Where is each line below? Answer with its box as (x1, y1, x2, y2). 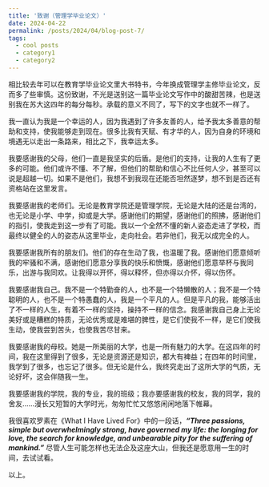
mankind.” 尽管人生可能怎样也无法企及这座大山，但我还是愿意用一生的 (8, 442, 243, 453)
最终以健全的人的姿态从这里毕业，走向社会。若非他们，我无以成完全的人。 (8, 230, 254, 240)
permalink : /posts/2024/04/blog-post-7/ (8, 26, 146, 34)
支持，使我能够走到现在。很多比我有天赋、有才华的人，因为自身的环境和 (22, 126, 261, 136)
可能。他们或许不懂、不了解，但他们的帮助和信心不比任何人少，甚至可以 (22, 163, 261, 173)
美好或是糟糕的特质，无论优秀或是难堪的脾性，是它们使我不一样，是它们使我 (8, 314, 261, 324)
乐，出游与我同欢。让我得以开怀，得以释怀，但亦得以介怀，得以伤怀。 (8, 268, 240, 277)
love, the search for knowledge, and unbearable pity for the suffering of (8, 433, 253, 443)
